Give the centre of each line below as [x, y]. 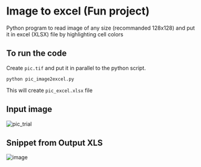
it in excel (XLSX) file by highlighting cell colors [65, 34]
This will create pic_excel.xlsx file [49, 90]
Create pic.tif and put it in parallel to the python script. [76, 68]
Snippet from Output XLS [54, 142]
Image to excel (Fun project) [78, 11]
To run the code [37, 54]
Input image [29, 109]
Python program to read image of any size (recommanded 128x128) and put [100, 28]
